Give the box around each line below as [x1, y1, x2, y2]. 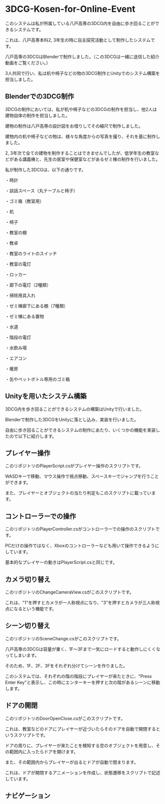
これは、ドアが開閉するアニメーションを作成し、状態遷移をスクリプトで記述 [5, 769, 161, 775]
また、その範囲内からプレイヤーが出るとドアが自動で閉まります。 [5, 759, 139, 765]
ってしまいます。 [5, 652, 39, 658]
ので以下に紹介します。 [9, 433, 57, 439]
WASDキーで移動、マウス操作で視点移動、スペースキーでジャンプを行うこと [5, 473, 159, 479]
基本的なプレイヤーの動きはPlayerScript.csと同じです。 [5, 559, 117, 565]
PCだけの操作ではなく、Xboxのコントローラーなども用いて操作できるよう [5, 543, 155, 549]
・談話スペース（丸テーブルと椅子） [5, 187, 78, 193]
